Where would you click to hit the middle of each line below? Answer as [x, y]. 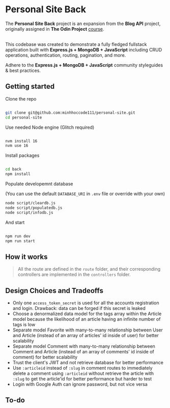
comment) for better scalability [45, 357]
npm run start [20, 241]
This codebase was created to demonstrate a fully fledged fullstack [76, 44]
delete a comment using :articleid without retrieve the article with [83, 373]
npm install [18, 174]
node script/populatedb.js [34, 208]
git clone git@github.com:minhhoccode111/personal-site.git [70, 113]
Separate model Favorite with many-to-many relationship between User [88, 330]
